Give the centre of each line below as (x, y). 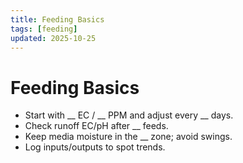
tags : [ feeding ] (44, 29)
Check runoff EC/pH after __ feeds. (96, 126)
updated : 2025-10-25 (53, 38)
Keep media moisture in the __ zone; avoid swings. (128, 137)
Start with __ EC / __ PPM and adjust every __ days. (129, 115)
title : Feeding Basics (57, 19)
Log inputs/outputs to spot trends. (95, 147)
